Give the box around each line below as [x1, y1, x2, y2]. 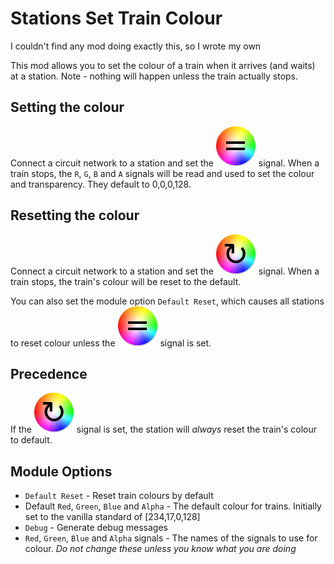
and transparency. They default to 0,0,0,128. [10, 178, 192, 190]
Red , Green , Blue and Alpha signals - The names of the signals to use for [24, 532, 318, 544]
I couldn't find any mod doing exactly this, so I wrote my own [10, 40, 262, 52]
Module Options [10, 463, 113, 480]
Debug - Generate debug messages [24, 522, 168, 534]
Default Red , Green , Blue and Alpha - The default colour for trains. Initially [24, 500, 322, 512]
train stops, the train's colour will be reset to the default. [10, 275, 242, 287]
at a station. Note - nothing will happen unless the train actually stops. [10, 70, 299, 82]
